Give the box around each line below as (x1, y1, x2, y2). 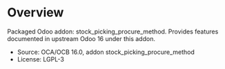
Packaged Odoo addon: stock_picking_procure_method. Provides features (7, 27, 219, 36)
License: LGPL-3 (17, 55, 64, 63)
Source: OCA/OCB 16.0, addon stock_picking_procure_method (17, 48, 195, 56)
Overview (7, 5, 64, 20)
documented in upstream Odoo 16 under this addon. (7, 34, 155, 42)
